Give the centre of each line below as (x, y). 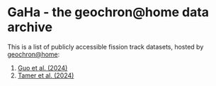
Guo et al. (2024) (42, 68)
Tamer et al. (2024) (46, 75)
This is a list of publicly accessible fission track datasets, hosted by (106, 47)
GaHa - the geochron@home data (108, 12)
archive (30, 27)
